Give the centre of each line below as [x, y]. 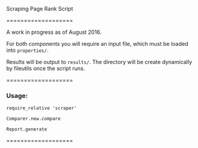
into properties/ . [28, 50]
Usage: [17, 95]
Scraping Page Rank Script [40, 9]
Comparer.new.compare [34, 119]
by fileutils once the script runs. [46, 68]
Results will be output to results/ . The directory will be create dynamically [99, 62]
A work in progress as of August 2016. [54, 32]
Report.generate [27, 129]
